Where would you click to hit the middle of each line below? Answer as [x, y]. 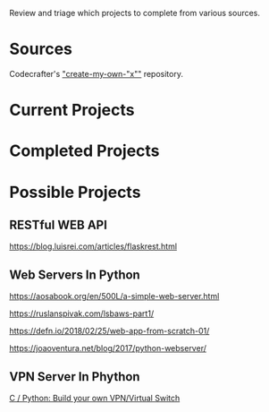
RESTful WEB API [58, 224]
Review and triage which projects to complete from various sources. [135, 13]
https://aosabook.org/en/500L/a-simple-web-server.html [114, 296]
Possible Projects [75, 192]
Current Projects [72, 110]
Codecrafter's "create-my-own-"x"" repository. [96, 73]
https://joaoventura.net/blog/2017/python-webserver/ [108, 348]
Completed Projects [84, 151]
